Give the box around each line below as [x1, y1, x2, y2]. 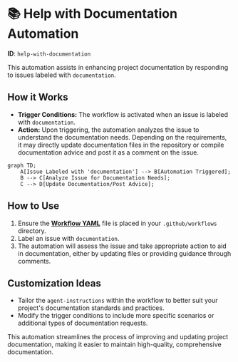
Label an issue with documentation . [17, 234, 120, 242]
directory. [17, 226, 46, 235]
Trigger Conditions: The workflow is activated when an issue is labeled [17, 110, 229, 118]
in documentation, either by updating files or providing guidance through [17, 249, 232, 257]
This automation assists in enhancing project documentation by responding [7, 63, 229, 71]
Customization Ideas [7, 277, 101, 289]
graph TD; [7, 162, 37, 169]
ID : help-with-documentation [7, 49, 91, 58]
